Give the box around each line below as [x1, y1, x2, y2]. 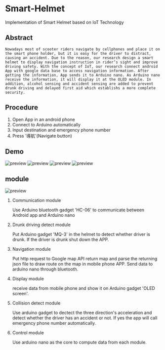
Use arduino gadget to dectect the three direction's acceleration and [12, 310, 152, 316]
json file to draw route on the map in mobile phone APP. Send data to [12, 261, 153, 267]
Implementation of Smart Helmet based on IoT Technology [5, 19, 124, 25]
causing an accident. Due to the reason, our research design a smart [5, 55, 154, 60]
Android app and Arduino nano [12, 212, 75, 218]
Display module [12, 276, 44, 282]
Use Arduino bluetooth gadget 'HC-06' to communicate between [12, 207, 145, 213]
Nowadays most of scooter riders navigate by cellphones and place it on [5, 46, 161, 52]
